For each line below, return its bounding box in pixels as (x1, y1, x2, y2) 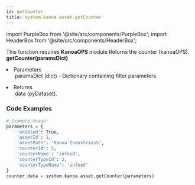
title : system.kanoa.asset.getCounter (6, 14, 102, 20)
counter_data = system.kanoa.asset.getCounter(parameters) (6, 173, 155, 179)
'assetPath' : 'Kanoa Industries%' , (17, 140, 105, 146)
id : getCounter (6, 8, 44, 15)
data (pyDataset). (14, 90, 57, 97)
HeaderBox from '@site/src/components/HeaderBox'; (6, 37, 137, 44)
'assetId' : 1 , (17, 134, 51, 141)
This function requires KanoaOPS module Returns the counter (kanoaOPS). (6, 48, 190, 55)
